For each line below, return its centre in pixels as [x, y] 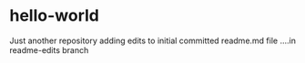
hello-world [55, 16]
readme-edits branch [49, 49]
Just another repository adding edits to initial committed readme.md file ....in [152, 40]
